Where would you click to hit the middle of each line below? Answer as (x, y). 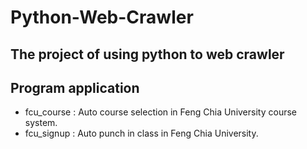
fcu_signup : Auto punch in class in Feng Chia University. (141, 133)
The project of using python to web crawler (147, 54)
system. (41, 123)
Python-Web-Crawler (102, 17)
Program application (75, 87)
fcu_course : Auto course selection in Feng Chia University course (160, 112)
